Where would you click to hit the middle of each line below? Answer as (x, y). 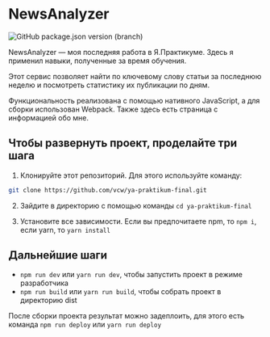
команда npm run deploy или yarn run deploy (85, 325)
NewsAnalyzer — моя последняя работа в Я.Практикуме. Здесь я (121, 52)
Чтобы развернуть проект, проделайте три (123, 143)
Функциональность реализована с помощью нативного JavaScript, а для (134, 100)
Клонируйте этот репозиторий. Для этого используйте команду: (131, 175)
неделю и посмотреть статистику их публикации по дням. (109, 85)
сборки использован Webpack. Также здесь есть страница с (113, 109)
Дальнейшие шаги (58, 255)
